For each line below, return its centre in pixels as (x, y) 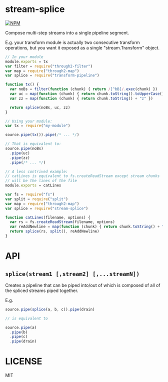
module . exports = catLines (33, 185)
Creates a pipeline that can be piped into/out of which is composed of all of (83, 285)
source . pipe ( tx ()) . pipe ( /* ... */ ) (42, 135)
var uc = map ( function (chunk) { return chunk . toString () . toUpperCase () (87, 94)
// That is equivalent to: (33, 144)
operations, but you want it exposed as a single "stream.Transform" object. (82, 47)
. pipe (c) (19, 337)
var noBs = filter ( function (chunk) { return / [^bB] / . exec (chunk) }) (83, 89)
